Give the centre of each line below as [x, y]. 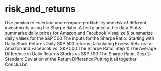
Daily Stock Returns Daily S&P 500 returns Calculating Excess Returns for [79, 43]
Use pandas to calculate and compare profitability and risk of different [76, 23]
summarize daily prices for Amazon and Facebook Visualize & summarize [79, 33]
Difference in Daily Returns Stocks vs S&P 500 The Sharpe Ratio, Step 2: [78, 54]
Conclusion [17, 64]
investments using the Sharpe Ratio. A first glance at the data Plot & [73, 27]
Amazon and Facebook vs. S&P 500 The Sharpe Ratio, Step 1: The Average [80, 48]
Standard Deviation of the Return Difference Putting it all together [71, 59]
